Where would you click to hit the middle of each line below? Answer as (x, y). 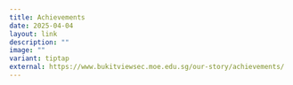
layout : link (33, 34)
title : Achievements (48, 17)
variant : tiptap (39, 58)
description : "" (39, 42)
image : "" (28, 50)
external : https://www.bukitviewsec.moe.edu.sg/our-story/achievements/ (147, 67)
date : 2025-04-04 (41, 26)
